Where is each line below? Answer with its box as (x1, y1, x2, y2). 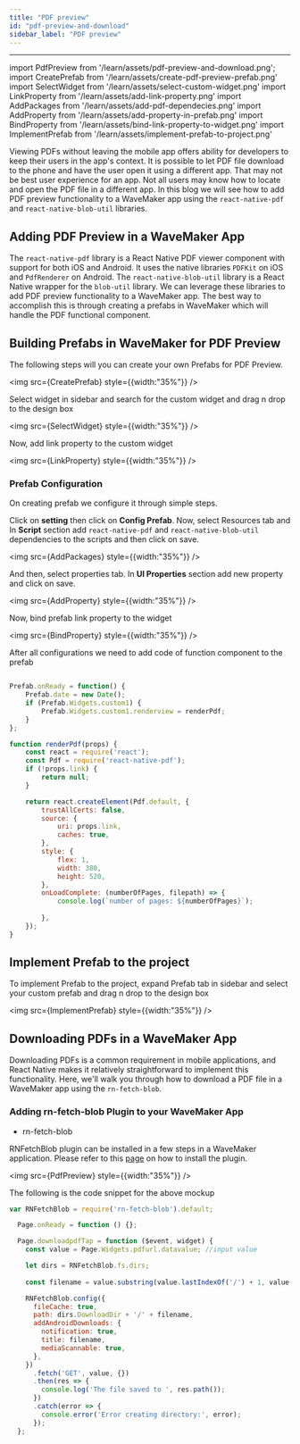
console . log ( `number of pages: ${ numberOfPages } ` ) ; (56, 897, 254, 906)
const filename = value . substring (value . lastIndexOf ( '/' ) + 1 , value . (25, 1278, 294, 1287)
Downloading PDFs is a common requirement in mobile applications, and (9, 1055, 277, 1065)
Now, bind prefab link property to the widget (9, 613, 172, 623)
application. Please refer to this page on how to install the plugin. (9, 1153, 248, 1164)
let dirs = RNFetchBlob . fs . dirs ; (25, 1261, 150, 1271)
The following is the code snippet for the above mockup (9, 1187, 215, 1198)
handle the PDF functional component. (9, 310, 152, 321)
